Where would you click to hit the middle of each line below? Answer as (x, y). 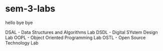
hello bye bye (19, 22)
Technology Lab (22, 42)
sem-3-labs (30, 9)
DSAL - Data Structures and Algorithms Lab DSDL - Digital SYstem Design (81, 32)
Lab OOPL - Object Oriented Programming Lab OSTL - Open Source (75, 37)
